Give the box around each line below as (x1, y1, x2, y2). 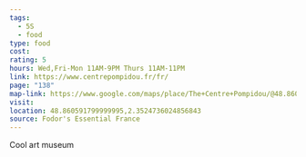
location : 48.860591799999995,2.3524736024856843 (9, 106, 202, 115)
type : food (9, 38, 51, 48)
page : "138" (9, 81, 55, 90)
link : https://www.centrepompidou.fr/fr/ (9, 73, 169, 82)
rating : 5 (9, 55, 47, 64)
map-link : (9, 89, 47, 98)
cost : (9, 47, 30, 56)
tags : (9, 13, 30, 23)
